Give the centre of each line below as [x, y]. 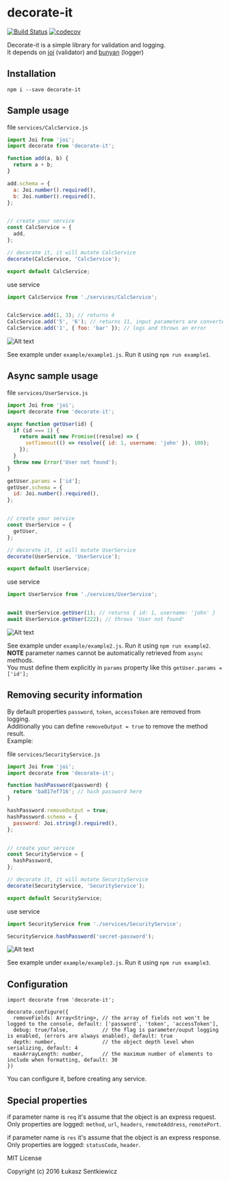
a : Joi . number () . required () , [55, 190]
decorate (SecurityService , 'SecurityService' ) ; [76, 886]
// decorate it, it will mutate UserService [72, 550]
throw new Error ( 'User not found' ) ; [65, 462]
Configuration [38, 984]
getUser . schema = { [35, 487]
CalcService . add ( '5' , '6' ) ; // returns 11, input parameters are [102, 322]
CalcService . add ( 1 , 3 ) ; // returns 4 [61, 316]
